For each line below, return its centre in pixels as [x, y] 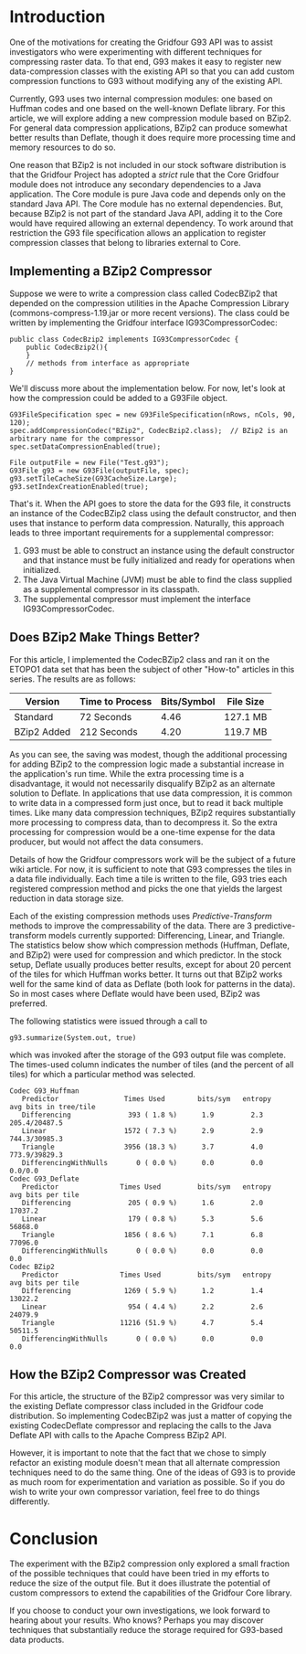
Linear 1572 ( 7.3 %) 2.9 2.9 [142, 1130]
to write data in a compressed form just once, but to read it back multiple [147, 802]
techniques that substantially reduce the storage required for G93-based [146, 1630]
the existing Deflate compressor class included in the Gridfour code [137, 1406]
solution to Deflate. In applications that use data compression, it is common [151, 793]
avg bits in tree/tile [53, 1107]
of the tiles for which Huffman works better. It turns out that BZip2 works [146, 974]
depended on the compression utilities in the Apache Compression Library [149, 302]
